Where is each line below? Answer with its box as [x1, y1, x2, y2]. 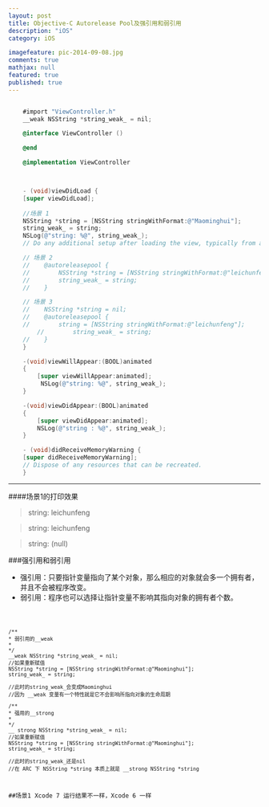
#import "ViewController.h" [22, 108, 116, 116]
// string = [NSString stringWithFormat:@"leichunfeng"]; [22, 320, 246, 328]
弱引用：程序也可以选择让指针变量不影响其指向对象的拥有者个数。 [19, 592, 238, 602]
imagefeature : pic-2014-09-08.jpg [8, 49, 124, 57]
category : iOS [8, 34, 56, 43]
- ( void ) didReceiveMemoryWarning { [22, 446, 142, 454]
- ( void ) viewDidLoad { [22, 187, 98, 195]
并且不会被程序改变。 [19, 582, 90, 592]
